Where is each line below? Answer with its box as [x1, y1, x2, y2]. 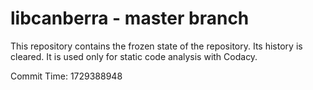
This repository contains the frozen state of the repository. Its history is [10, 40, 303, 52]
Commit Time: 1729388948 [10, 70, 123, 82]
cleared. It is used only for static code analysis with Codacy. [10, 50, 258, 62]
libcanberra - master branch [10, 7, 250, 30]
